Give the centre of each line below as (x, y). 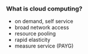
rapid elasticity (33, 40)
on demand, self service (44, 21)
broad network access (42, 27)
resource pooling (35, 34)
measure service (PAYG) (44, 46)
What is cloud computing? (44, 9)
